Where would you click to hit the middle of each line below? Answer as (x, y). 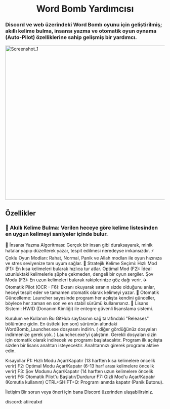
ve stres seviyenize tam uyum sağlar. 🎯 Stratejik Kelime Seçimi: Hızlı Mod (81, 264)
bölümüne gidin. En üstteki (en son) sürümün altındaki (61, 324)
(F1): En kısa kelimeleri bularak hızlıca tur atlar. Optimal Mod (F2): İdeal (78, 269)
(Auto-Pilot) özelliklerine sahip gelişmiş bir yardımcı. (71, 38)
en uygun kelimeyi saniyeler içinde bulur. (57, 234)
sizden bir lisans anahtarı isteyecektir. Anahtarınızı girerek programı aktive (82, 346)
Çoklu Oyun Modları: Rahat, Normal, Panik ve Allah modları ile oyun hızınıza (83, 258)
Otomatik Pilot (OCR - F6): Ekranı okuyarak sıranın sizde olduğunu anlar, (80, 287)
